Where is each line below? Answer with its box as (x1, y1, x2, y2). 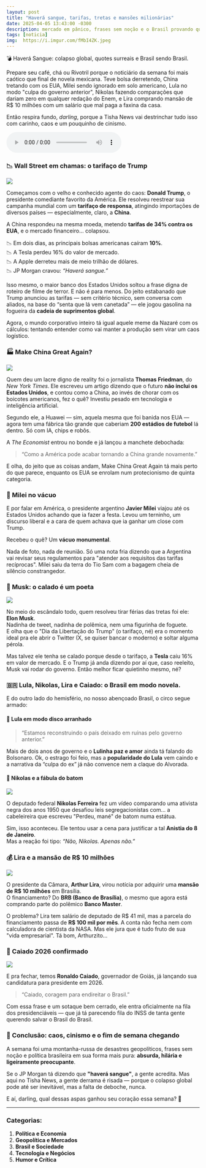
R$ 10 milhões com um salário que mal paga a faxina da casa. (6, 102, 162, 109)
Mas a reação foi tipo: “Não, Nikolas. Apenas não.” (6, 838, 135, 845)
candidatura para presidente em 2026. (6, 979, 104, 987)
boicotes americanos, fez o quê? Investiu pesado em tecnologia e (6, 395, 173, 402)
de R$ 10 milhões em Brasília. (6, 887, 82, 895)
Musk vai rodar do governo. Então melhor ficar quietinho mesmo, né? (6, 666, 181, 673)
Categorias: (6, 1116, 42, 1124)
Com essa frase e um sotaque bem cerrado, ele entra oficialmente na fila (6, 1003, 191, 1010)
